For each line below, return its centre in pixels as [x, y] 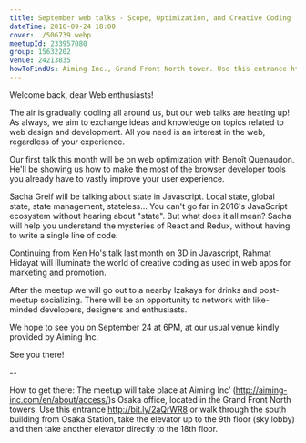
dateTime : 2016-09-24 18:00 [63, 26]
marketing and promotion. [58, 272]
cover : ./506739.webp [51, 35]
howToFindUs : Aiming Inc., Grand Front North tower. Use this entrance [148, 69]
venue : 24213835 [40, 60]
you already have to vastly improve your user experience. [117, 178]
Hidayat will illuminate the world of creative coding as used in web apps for [150, 262]
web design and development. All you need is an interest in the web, [138, 132]
